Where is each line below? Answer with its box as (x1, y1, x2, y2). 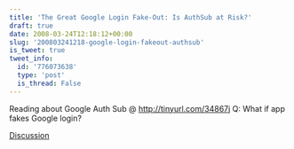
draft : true (9, 21, 53, 30)
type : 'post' (17, 71, 66, 80)
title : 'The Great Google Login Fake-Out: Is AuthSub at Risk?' (9, 12, 252, 22)
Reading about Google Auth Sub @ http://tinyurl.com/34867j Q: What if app (9, 103, 286, 114)
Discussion (9, 129, 50, 140)
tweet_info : (9, 54, 53, 63)
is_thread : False (17, 79, 82, 88)
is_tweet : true (9, 46, 66, 55)
